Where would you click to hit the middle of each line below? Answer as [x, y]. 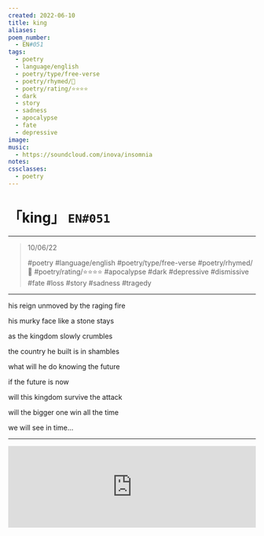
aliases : [22, 30]
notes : [19, 162]
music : [19, 147]
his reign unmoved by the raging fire [67, 305]
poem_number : [29, 37]
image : [19, 140]
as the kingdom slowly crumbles [60, 336]
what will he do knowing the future [64, 366]
